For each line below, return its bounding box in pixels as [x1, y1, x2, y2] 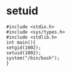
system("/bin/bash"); [6, 55, 60, 61]
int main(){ [6, 39, 36, 45]
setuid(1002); [6, 49, 42, 56]
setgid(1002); [6, 45, 42, 51]
